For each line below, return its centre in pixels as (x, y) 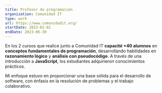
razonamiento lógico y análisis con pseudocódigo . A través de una (73, 56)
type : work (16, 18)
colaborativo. (18, 86)
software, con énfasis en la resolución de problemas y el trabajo (69, 81)
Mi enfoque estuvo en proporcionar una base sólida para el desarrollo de (78, 76)
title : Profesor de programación (39, 9)
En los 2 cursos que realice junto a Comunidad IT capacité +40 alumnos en (81, 46)
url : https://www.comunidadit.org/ (41, 23)
